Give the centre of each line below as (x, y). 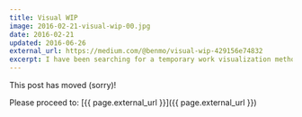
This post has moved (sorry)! (63, 85)
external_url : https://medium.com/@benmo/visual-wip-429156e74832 (136, 51)
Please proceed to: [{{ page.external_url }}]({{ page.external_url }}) (133, 103)
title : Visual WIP (44, 18)
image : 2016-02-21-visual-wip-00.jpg (80, 26)
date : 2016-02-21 (42, 34)
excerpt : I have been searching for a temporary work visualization (140, 59)
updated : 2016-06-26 (48, 43)
